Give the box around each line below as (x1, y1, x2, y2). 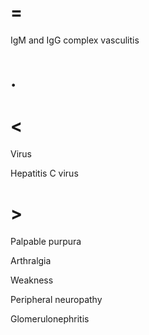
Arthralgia (10, 255, 52, 266)
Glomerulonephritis (10, 313, 90, 325)
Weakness (10, 274, 54, 286)
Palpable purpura (10, 236, 82, 247)
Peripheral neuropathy (10, 294, 103, 305)
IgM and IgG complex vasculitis (10, 34, 140, 46)
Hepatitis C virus (10, 167, 79, 180)
